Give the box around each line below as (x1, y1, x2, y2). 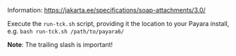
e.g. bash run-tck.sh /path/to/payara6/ (7, 27, 125, 35)
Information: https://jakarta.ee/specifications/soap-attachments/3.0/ (7, 6, 206, 14)
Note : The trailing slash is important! (7, 41, 113, 48)
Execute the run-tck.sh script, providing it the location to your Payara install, (7, 20, 230, 27)
